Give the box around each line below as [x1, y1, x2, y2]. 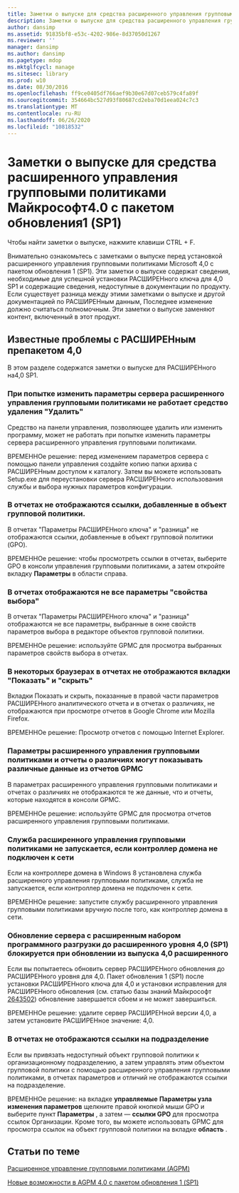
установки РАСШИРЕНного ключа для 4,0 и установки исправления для [7, 980, 228, 988]
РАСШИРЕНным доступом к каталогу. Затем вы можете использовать [7, 467, 222, 475]
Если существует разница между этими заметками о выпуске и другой [7, 290, 225, 298]
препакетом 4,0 [7, 344, 83, 357]
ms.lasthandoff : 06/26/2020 [7, 116, 91, 123]
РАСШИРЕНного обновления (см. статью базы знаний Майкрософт [7, 988, 212, 996]
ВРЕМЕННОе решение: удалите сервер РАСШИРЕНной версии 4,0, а [7, 1009, 217, 1017]
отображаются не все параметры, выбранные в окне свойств [7, 620, 196, 629]
